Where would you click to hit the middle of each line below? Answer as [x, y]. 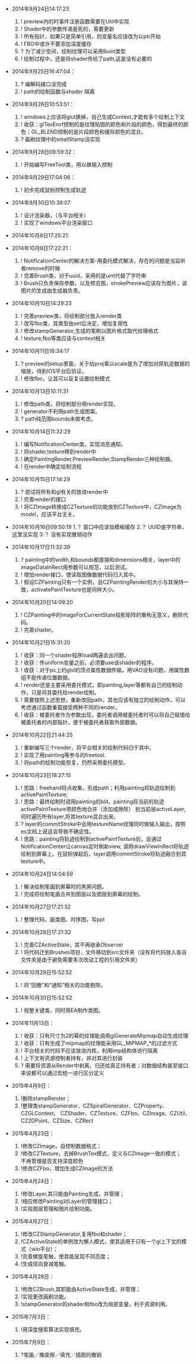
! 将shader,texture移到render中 [58, 451]
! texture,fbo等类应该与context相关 [63, 338]
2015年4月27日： [33, 1221]
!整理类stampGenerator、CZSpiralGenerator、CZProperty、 [94, 1106]
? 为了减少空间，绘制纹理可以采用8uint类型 [73, 51]
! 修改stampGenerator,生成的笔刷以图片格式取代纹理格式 [89, 331]
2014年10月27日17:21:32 [41, 907]
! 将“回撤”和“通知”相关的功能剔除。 [63, 985]
